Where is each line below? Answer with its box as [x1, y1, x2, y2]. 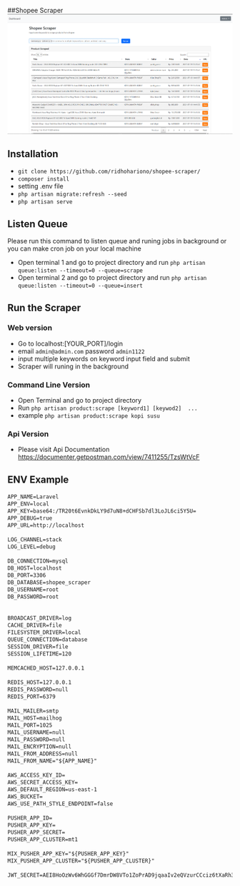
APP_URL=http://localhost [7, 522, 84, 529]
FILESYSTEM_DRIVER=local [7, 629, 81, 636]
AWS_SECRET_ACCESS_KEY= [7, 779, 79, 786]
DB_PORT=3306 [7, 572, 46, 579]
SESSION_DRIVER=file [7, 643, 69, 650]
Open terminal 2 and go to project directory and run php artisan [17, 273, 207, 282]
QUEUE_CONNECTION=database [7, 636, 88, 643]
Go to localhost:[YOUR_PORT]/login [17, 339, 124, 348]
